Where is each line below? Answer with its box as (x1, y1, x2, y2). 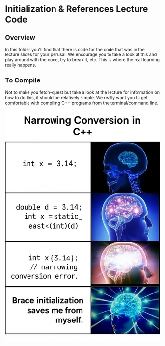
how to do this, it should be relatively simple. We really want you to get (5, 94, 148, 100)
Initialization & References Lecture (5, 3, 148, 15)
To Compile (5, 76, 41, 84)
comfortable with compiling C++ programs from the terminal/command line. (5, 100, 159, 106)
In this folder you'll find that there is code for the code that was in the (5, 47, 145, 52)
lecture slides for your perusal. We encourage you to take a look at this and (5, 52, 157, 57)
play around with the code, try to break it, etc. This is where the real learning (5, 57, 160, 62)
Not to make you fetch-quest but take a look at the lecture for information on (5, 89, 160, 95)
